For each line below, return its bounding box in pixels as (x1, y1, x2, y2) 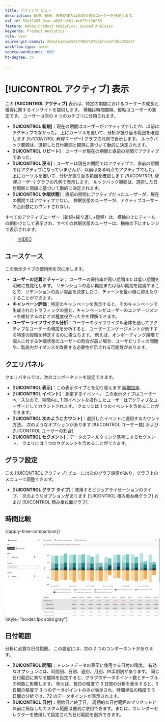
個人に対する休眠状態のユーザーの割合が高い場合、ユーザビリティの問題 (12, 338, 159, 344)
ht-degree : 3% (5, 55, 34, 60)
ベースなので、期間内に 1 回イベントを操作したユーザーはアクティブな (12, 397, 154, 403)
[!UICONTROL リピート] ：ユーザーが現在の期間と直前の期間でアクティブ (12, 148, 160, 154)
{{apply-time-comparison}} (5, 528, 60, 534)
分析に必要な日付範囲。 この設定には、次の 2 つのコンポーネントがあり (5, 646, 149, 651)
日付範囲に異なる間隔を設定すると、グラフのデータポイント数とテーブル (12, 675, 159, 681)
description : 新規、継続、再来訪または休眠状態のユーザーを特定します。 (5, 13, 136, 18)
